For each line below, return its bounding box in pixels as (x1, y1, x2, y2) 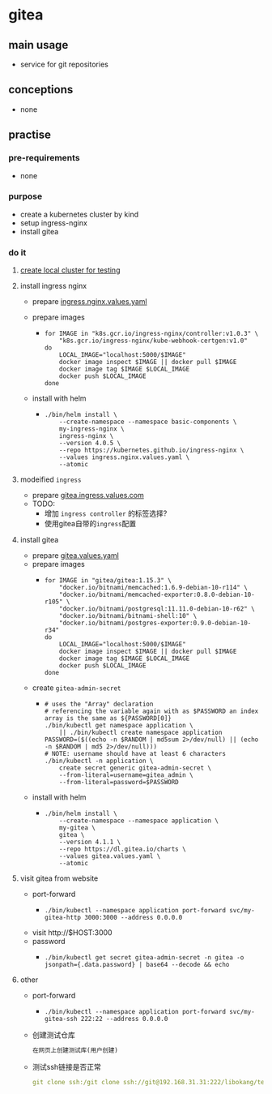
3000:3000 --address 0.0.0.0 (84, 914, 183, 922)
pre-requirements (8, 152, 80, 164)
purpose (8, 191, 43, 202)
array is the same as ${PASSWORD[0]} (44, 714, 172, 723)
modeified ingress (19, 474, 82, 484)
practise (8, 128, 51, 142)
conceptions (8, 83, 74, 97)
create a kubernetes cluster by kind (19, 209, 139, 219)
